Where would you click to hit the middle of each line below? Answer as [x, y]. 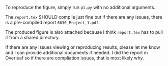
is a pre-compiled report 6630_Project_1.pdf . [53, 22]
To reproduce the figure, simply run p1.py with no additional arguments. [80, 7]
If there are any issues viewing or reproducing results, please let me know [83, 47]
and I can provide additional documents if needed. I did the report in [77, 53]
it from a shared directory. [33, 38]
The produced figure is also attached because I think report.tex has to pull [84, 32]
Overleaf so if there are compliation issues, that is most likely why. [75, 58]
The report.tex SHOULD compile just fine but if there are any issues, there [84, 17]
